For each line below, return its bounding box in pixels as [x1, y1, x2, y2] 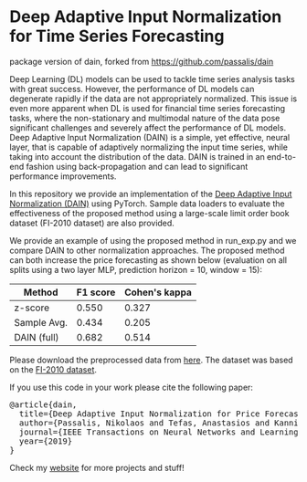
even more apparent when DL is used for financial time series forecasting [9, 102, 286, 113]
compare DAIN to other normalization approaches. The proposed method [9, 245, 285, 256]
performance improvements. [9, 171, 117, 182]
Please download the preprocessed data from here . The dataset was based [9, 354, 294, 365]
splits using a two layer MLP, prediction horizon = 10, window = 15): [9, 264, 263, 275]
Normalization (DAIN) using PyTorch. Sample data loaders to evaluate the [9, 198, 285, 209]
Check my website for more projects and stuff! [9, 462, 185, 473]
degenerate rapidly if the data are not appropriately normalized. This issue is [9, 93, 298, 104]
